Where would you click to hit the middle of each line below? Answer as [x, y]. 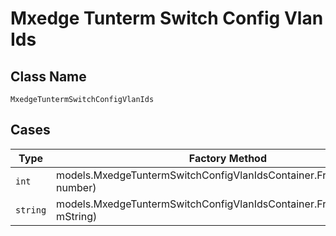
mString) [77, 216]
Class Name [48, 76]
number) [76, 187]
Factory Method [227, 158]
